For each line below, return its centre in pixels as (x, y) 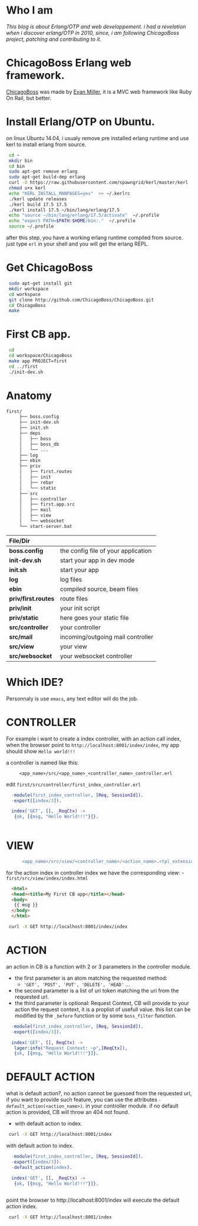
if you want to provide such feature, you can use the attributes (82, 1100)
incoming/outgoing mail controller (107, 637)
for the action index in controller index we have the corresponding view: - (95, 873)
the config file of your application (106, 550)
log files (71, 579)
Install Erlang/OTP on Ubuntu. (80, 122)
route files (74, 599)
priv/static (24, 617)
